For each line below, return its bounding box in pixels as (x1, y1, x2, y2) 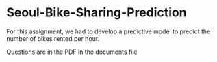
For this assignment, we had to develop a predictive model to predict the (6, 27, 211, 35)
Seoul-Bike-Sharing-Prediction (6, 5, 187, 20)
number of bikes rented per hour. (6, 34, 100, 42)
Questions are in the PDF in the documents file (6, 48, 138, 56)
